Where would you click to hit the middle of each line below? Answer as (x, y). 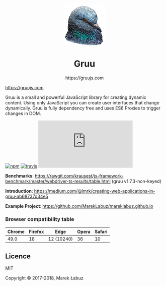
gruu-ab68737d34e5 (27, 196)
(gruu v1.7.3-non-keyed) (137, 181)
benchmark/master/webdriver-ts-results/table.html (58, 181)
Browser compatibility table (40, 219)
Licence (18, 256)
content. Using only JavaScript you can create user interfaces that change (82, 102)
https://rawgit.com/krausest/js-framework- (79, 176)
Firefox (36, 232)
